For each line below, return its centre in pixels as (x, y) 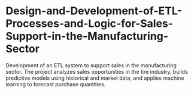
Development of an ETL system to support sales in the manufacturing (91, 65)
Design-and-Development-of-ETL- (94, 11)
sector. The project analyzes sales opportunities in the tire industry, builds (97, 71)
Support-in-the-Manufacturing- (87, 36)
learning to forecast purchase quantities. (56, 84)
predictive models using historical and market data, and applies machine (95, 78)
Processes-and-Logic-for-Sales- (90, 23)
